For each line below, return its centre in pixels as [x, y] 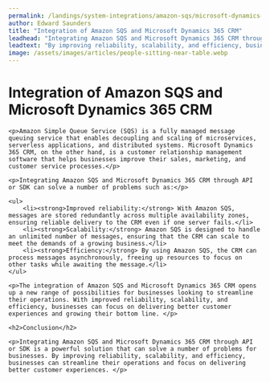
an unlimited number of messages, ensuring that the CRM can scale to [129, 236]
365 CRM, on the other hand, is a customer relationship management [125, 152]
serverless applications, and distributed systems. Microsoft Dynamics [131, 145]
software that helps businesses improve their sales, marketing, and [127, 159]
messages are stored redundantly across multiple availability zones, [129, 215]
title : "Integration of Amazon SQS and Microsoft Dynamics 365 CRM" [125, 30]
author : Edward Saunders [50, 23]
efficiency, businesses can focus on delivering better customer [120, 307]
